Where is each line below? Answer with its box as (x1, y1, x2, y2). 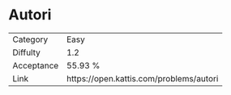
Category (12, 34, 49, 45)
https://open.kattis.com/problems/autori (66, 72, 219, 84)
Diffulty (12, 47, 41, 58)
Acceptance (12, 60, 59, 71)
